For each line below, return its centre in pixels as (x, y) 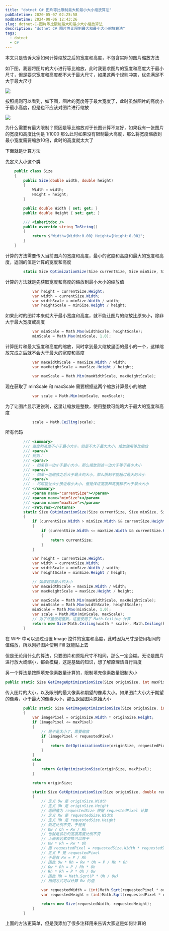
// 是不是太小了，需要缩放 (65, 731)
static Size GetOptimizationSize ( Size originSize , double (94, 792)
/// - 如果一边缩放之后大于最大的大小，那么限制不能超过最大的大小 (84, 475)
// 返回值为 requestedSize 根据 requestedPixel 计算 (95, 811)
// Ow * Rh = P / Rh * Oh (68, 867)
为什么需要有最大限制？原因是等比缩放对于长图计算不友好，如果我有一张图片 (84, 127)
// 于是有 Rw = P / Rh (64, 857)
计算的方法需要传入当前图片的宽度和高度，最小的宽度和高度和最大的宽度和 (82, 255)
